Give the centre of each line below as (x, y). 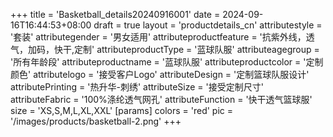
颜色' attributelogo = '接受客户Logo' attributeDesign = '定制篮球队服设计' (160, 74)
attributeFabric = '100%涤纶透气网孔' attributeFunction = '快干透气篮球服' (161, 99)
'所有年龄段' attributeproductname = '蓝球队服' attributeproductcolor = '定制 (167, 62)
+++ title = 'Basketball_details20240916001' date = (115, 14)
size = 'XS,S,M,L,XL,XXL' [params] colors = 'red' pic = (122, 110)
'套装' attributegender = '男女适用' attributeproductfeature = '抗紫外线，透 (162, 37)
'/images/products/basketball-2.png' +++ (96, 121)
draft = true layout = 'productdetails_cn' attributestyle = (208, 25)
